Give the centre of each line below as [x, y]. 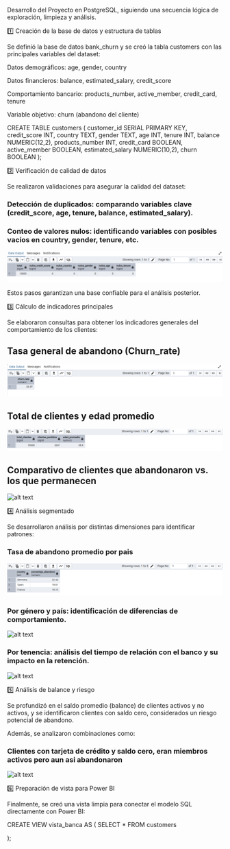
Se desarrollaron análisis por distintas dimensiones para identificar [101, 527]
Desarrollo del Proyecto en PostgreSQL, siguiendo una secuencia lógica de [113, 10]
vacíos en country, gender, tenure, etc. [73, 239]
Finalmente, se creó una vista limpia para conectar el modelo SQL [100, 804]
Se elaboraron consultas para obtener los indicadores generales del [103, 322]
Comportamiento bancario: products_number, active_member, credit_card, [112, 94]
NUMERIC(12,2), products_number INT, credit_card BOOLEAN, [95, 142]
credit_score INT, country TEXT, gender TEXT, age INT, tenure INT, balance [114, 135]
